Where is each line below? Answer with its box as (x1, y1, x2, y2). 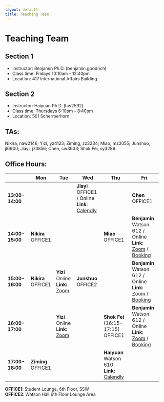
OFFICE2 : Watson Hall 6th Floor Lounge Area (5, 391, 96, 397)
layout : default (5, 7, 38, 12)
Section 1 (5, 52, 33, 61)
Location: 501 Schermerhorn (12, 113, 70, 119)
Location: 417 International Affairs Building (12, 75, 98, 81)
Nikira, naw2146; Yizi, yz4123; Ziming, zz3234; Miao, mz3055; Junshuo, (5, 141, 150, 146)
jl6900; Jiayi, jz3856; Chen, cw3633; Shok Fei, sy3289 (5, 145, 116, 152)
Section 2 (5, 90, 35, 98)
